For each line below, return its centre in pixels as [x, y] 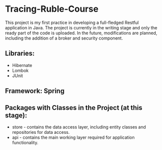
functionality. [25, 142]
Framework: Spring [35, 91]
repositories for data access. [41, 132]
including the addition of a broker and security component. [64, 38]
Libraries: [20, 54]
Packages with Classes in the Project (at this [74, 108]
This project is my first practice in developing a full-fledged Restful [72, 22]
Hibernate [22, 65]
